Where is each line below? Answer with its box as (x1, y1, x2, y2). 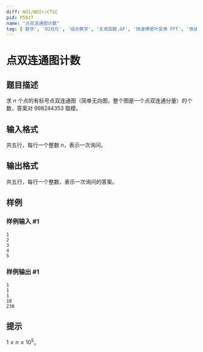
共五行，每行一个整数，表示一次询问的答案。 (6, 178, 118, 185)
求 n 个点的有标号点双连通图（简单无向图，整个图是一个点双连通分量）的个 (6, 97, 193, 104)
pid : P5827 (6, 15, 34, 21)
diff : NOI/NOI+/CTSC (6, 8, 59, 15)
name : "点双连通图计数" (6, 20, 60, 26)
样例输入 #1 (6, 217, 39, 226)
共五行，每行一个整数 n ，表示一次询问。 (6, 141, 107, 149)
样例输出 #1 (6, 268, 39, 276)
